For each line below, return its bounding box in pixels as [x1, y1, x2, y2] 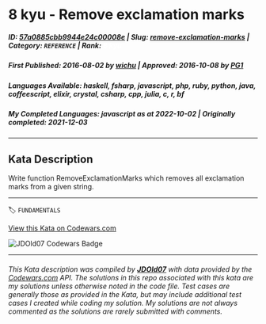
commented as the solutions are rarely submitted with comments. [8, 307, 223, 316]
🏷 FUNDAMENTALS [8, 205, 61, 215]
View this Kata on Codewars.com [8, 223, 117, 233]
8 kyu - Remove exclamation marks [8, 6, 245, 24]
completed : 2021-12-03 [8, 117, 89, 127]
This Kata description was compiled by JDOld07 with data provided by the [8, 264, 253, 274]
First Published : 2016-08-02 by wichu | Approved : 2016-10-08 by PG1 [8, 61, 244, 71]
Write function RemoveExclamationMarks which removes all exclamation [8, 173, 245, 183]
